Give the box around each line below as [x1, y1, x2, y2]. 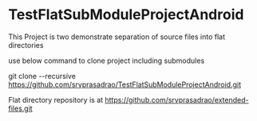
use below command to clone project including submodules [8, 56, 205, 65]
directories [8, 40, 44, 49]
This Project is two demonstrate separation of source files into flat [8, 32, 226, 41]
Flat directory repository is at [8, 95, 104, 104]
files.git [8, 103, 34, 113]
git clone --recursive [8, 71, 76, 80]
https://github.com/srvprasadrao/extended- [105, 95, 249, 104]
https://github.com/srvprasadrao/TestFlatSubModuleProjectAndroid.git [8, 80, 242, 89]
